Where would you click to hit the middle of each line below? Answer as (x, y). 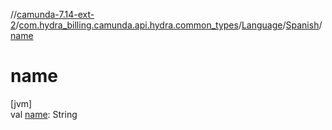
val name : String (44, 114)
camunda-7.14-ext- (55, 14)
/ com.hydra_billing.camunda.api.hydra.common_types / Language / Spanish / (169, 25)
